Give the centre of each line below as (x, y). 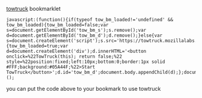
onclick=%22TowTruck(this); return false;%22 (64, 57)
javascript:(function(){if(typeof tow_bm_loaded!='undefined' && (90, 20)
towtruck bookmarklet (34, 9)
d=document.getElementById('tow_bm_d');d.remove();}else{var (84, 35)
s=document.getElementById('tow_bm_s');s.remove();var (76, 30)
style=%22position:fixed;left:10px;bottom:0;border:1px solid (86, 62)
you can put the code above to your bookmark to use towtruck (84, 89)
